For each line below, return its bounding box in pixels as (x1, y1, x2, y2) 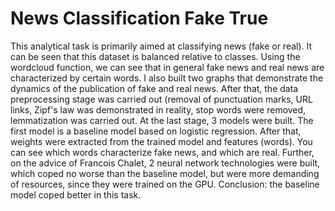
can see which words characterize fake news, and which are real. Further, (10, 146, 315, 158)
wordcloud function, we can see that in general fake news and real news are (10, 61, 325, 73)
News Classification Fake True (10, 7, 269, 30)
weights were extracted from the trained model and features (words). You (10, 135, 313, 147)
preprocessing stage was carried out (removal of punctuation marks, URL (10, 93, 313, 105)
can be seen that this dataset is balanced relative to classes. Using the (10, 50, 301, 62)
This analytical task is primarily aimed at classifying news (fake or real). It (10, 40, 313, 52)
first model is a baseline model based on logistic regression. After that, (10, 125, 302, 137)
